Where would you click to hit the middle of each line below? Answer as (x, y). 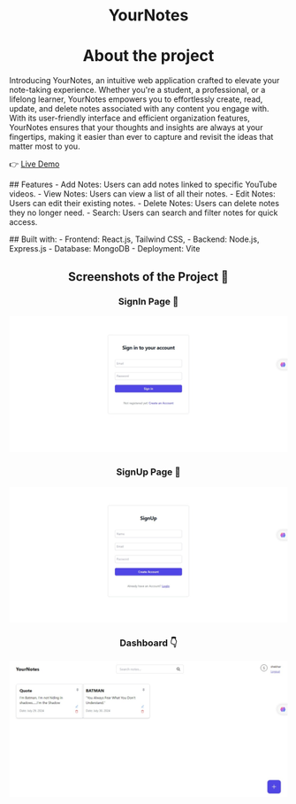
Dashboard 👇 (148, 643)
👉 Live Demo (34, 164)
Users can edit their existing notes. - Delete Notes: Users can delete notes (144, 204)
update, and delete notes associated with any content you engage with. (139, 109)
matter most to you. (45, 146)
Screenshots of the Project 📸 (148, 277)
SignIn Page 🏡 (148, 302)
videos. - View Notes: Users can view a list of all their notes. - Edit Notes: (142, 194)
